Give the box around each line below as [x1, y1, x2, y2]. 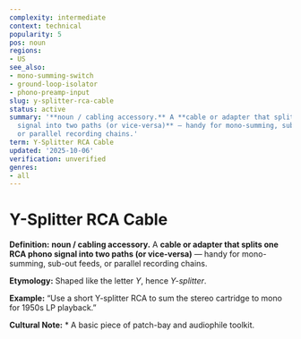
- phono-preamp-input [9, 88, 90, 97]
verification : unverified [9, 154, 106, 164]
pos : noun [9, 38, 47, 47]
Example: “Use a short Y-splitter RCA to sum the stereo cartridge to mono [9, 292, 282, 304]
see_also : [9, 64, 47, 72]
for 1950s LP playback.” [9, 302, 97, 313]
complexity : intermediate [9, 13, 106, 22]
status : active [9, 105, 66, 114]
